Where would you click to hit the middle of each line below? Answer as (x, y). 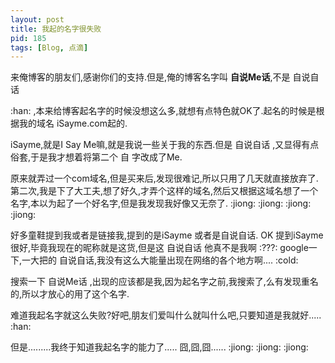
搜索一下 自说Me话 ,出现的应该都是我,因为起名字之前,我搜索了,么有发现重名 (164, 282)
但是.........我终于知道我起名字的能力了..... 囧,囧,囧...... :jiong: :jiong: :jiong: (159, 347)
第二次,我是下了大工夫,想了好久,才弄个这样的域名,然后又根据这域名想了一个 (164, 191)
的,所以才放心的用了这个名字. (70, 294)
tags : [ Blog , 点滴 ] (49, 47)
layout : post (37, 19)
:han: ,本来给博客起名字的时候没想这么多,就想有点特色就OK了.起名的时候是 (163, 111)
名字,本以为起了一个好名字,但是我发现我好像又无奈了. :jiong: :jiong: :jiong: (161, 203)
